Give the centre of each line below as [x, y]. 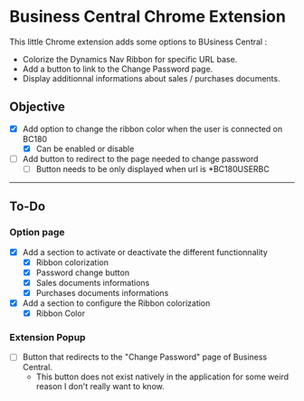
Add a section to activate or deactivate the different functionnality [145, 252]
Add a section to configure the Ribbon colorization [116, 303]
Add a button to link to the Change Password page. [118, 69]
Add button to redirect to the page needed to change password [140, 158]
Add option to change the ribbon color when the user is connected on [152, 129]
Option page [37, 233]
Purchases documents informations [102, 292]
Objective [38, 107]
